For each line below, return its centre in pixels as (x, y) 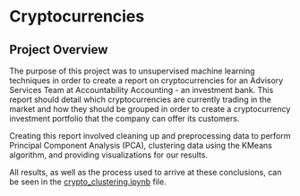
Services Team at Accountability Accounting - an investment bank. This (141, 90)
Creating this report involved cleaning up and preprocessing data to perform (150, 136)
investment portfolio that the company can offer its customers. (124, 119)
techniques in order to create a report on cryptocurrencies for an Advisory (146, 81)
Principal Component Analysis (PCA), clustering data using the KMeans (141, 145)
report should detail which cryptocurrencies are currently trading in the (140, 99)
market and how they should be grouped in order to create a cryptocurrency (150, 109)
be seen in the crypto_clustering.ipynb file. (88, 182)
